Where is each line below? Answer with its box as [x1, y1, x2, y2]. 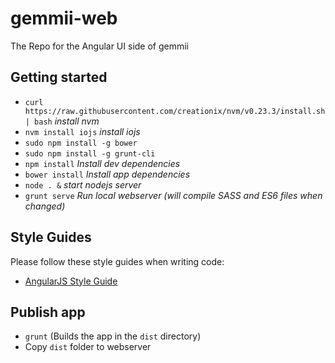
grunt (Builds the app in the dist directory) [24, 330, 202, 342]
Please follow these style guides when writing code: [10, 255, 225, 267]
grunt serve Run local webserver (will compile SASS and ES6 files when [24, 189, 323, 201]
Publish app [10, 303, 86, 321]
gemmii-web [10, 7, 118, 30]
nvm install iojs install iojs [24, 125, 141, 137]
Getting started [10, 69, 108, 86]
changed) [24, 200, 66, 212]
